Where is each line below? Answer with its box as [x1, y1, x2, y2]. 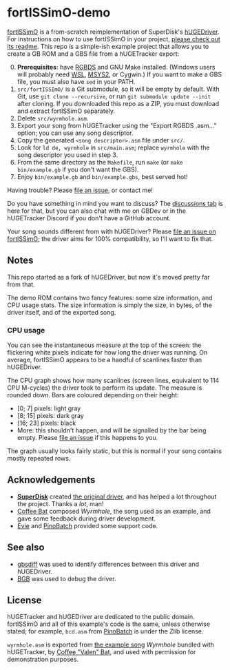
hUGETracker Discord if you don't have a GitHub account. [7, 213, 171, 222]
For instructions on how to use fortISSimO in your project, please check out [7, 34, 220, 43]
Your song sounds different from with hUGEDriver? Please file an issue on [7, 227, 217, 235]
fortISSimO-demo [7, 5, 111, 21]
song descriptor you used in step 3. [17, 150, 118, 159]
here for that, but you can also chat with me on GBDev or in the [7, 207, 186, 215]
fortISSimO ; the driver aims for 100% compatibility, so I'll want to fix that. [7, 234, 213, 242]
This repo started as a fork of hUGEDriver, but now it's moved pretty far [7, 273, 210, 281]
